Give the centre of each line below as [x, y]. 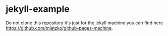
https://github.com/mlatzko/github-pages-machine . [59, 28]
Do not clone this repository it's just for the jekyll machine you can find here [85, 23]
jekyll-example [38, 9]
